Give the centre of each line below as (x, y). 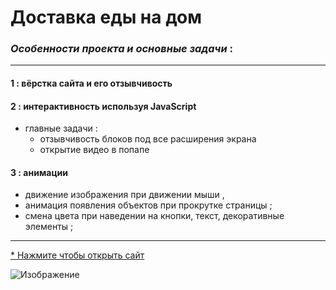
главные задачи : (61, 128)
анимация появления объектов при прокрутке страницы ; (148, 205)
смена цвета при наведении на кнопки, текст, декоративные (154, 216)
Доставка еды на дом (106, 17)
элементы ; (49, 227)
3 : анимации (39, 172)
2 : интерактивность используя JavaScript (103, 106)
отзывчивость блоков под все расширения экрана (148, 139)
